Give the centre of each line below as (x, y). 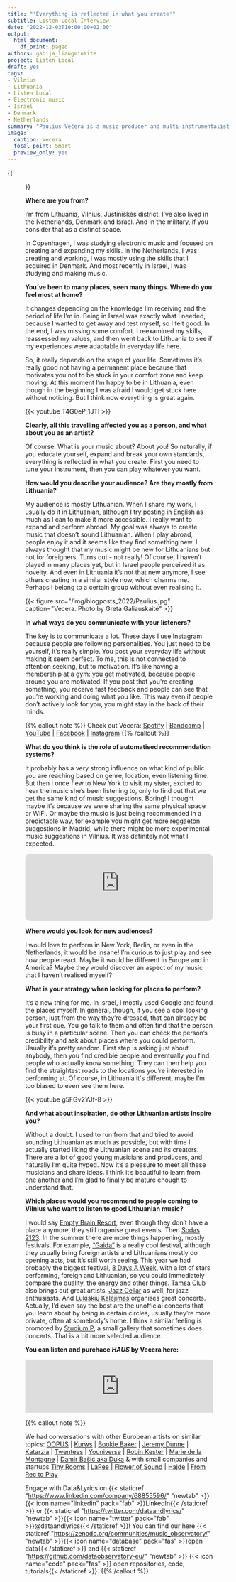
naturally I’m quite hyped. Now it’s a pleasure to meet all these (116, 1165)
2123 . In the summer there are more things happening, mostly (115, 1238)
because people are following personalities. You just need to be (118, 644)
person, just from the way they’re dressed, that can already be (116, 1018)
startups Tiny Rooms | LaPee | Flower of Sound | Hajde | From (116, 1467)
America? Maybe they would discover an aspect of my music (114, 968)
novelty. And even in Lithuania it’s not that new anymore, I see (115, 572)
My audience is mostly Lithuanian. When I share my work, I (111, 504)
